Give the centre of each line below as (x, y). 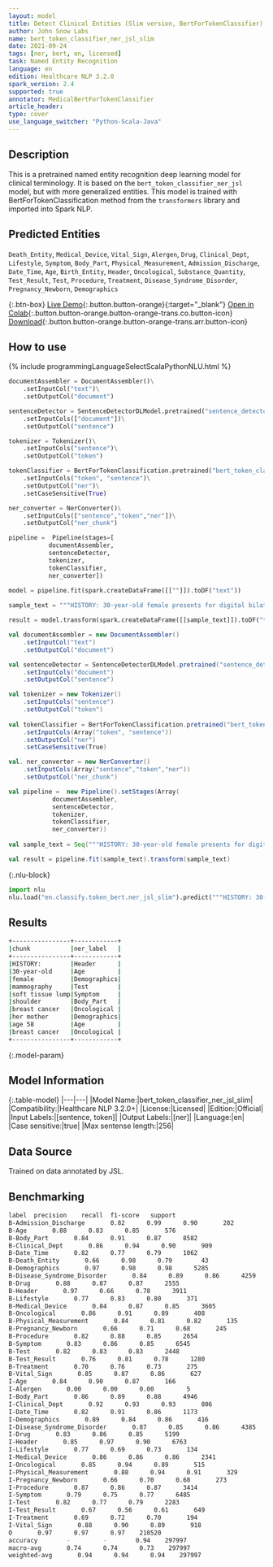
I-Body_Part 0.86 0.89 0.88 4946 (103, 1397)
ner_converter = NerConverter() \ (65, 508)
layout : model (32, 16)
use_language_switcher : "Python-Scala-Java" (85, 122)
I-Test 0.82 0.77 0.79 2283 (94, 1503)
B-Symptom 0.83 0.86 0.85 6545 (100, 1343)
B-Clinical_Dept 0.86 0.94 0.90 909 (110, 1246)
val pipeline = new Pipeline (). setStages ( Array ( (94, 792)
